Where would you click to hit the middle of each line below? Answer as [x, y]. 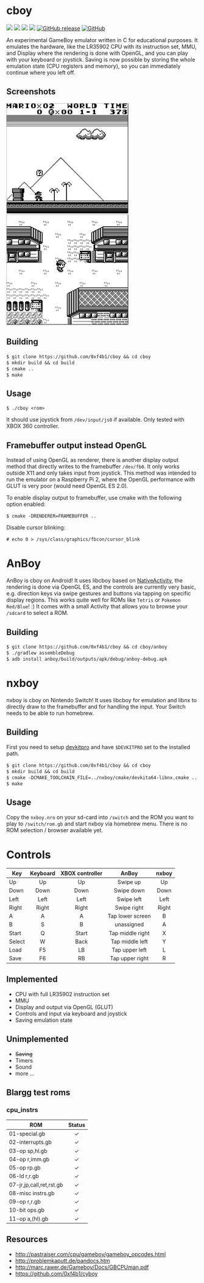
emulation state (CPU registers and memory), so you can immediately [93, 66]
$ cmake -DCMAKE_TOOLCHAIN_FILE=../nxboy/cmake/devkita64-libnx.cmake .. [102, 778]
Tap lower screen [129, 916]
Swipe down [129, 891]
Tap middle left [129, 941]
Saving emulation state [44, 1020]
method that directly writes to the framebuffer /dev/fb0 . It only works [93, 467]
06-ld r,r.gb [24, 1176]
